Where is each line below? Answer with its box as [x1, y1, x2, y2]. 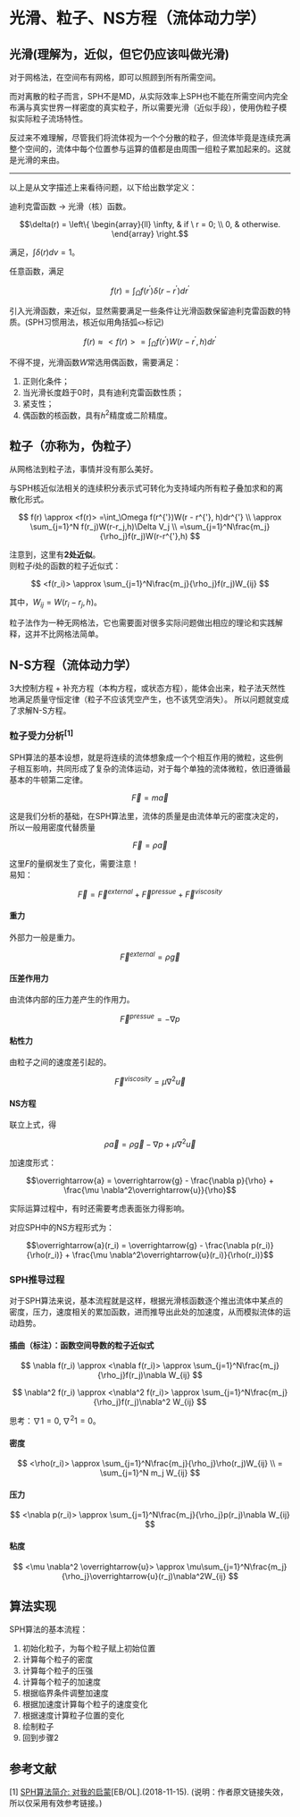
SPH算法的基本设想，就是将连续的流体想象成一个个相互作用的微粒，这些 [9, 752, 276, 763]
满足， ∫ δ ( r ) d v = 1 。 [9, 247, 80, 258]
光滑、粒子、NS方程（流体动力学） [9, 8, 266, 29]
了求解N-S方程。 [9, 705, 71, 715]
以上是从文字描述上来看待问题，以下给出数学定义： [9, 182, 197, 192]
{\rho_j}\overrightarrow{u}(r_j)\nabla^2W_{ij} [61, 1570, 227, 1581]
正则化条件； [21, 376, 70, 386]
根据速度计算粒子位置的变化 [21, 1710, 125, 1721]
